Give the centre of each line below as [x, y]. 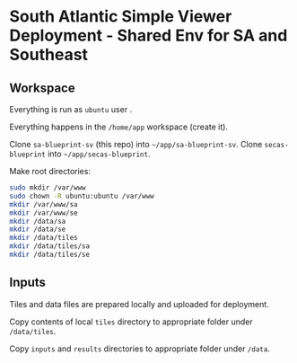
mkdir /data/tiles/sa [50, 246]
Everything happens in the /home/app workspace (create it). [119, 127]
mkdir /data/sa [38, 221]
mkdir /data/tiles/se [50, 254]
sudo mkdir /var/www [48, 188]
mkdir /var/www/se [44, 213]
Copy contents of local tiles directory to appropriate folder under [131, 322]
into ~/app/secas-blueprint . [99, 154]
